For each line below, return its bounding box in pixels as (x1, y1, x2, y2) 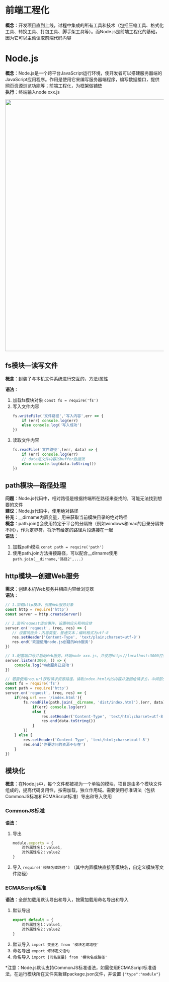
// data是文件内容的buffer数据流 (22, 456, 85, 461)
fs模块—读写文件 (5, 361, 58, 370)
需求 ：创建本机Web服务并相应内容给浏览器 (5, 586, 94, 592)
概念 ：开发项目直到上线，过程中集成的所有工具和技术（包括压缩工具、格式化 (5, 22, 164, 28)
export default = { (12, 918, 54, 923)
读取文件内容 (12, 437, 39, 443)
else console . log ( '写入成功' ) (22, 423, 82, 428)
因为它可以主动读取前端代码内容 (5, 35, 71, 41)
